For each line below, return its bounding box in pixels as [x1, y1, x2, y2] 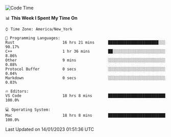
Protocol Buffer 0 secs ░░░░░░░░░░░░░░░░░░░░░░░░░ [5, 66, 166, 72]
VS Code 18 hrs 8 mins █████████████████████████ [5, 93, 166, 98]
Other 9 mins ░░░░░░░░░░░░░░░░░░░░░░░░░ [5, 58, 166, 63]
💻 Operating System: [5, 107, 51, 112]
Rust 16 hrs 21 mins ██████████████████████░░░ [5, 40, 166, 45]
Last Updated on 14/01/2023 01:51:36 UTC [5, 126, 94, 132]
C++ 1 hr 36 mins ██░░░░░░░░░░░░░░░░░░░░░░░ [5, 49, 166, 54]
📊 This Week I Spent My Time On [5, 15, 78, 21]
